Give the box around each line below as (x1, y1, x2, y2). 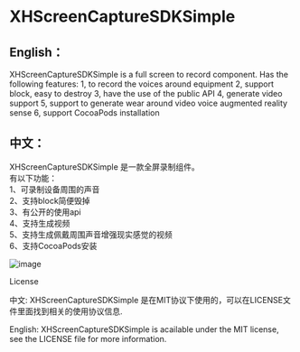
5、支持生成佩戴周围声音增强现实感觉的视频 (9, 228, 173, 240)
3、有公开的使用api (9, 206, 81, 218)
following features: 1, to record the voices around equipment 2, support (9, 79, 274, 89)
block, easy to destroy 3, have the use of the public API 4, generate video (9, 88, 283, 98)
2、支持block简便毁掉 (9, 195, 90, 206)
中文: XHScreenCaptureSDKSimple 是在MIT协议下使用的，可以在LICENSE (9, 294, 284, 305)
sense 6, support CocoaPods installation (9, 107, 160, 118)
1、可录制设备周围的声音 (9, 183, 100, 195)
